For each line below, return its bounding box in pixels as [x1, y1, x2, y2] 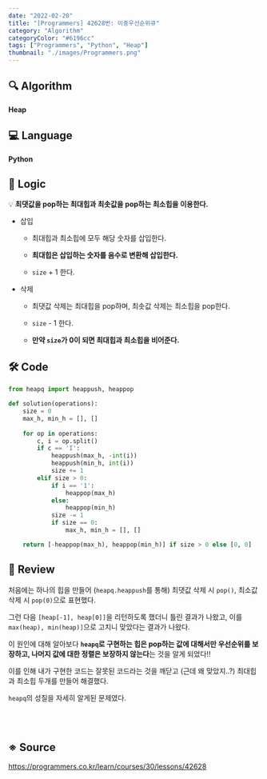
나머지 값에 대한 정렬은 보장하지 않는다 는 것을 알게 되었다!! [31, 649, 211, 658]
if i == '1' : [50, 481, 94, 489]
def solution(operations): [8, 400, 98, 408]
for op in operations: [22, 429, 98, 437]
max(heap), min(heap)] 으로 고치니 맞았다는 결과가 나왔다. [8, 621, 190, 632]
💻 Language [8, 129, 73, 142]
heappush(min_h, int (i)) [50, 459, 134, 468]
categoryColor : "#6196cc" [8, 34, 94, 42]
